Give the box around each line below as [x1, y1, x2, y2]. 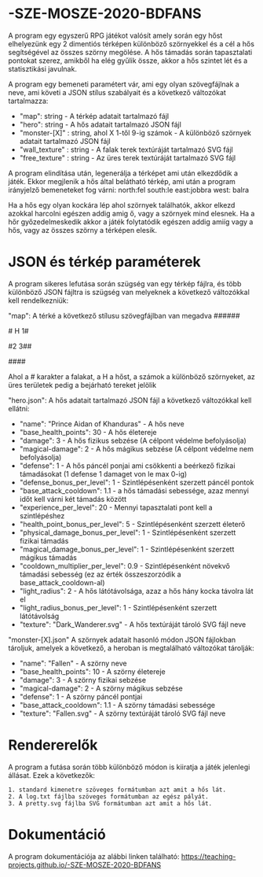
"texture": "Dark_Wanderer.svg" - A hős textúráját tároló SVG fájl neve [19, 619, 247, 629]
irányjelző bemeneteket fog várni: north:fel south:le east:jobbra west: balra [8, 185, 250, 194]
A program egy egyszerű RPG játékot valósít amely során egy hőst [8, 31, 223, 40]
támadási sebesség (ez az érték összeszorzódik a [19, 569, 182, 579]
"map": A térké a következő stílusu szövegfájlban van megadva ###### [8, 311, 241, 320]
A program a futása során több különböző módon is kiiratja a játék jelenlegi [8, 762, 250, 772]
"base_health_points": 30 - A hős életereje [19, 427, 157, 437]
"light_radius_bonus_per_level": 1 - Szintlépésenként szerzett [19, 602, 217, 612]
